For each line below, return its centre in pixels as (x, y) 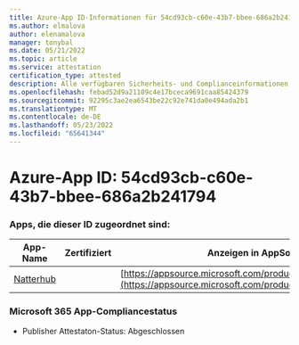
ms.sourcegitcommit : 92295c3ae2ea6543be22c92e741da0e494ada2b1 (129, 100)
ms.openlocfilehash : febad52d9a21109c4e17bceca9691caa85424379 (129, 92)
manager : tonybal (41, 42)
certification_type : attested (65, 76)
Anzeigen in (233, 253)
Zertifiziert (88, 253)
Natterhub (35, 279)
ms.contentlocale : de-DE (55, 117)
